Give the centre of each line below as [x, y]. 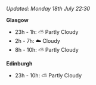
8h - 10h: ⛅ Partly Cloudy [47, 50]
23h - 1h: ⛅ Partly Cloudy [47, 32]
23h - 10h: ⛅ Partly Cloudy [48, 75]
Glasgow [17, 20]
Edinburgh [19, 64]
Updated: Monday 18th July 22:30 [48, 9]
